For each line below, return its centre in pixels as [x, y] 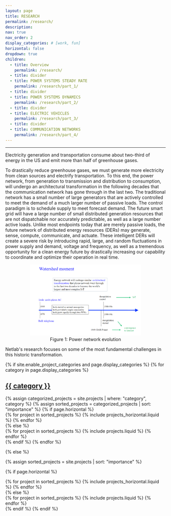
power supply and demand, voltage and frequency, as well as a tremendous [85, 246]
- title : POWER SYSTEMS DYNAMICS [45, 97]
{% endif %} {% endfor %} [33, 442]
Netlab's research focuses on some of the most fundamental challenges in [83, 349]
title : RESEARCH [22, 16]
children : [16, 59]
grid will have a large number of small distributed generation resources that [84, 214]
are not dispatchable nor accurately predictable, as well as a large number [83, 219]
